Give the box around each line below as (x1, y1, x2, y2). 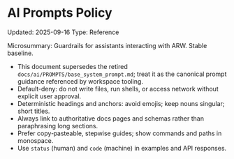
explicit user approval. (17, 92, 82, 100)
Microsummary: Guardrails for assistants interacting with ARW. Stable (7, 41, 207, 50)
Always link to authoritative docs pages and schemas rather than (17, 114, 205, 123)
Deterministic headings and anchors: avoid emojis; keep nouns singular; (17, 99, 225, 107)
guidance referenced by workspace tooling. (17, 77, 143, 85)
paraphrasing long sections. (17, 121, 98, 130)
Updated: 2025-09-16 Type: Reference (7, 28, 119, 36)
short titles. (17, 107, 50, 115)
